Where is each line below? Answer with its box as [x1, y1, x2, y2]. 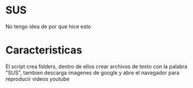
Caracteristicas [5, 43, 83, 57]
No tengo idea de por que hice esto [5, 23, 92, 30]
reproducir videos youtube [5, 75, 70, 82]
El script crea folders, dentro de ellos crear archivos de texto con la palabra [5, 63, 188, 70]
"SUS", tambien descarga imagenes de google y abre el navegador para [5, 69, 180, 76]
